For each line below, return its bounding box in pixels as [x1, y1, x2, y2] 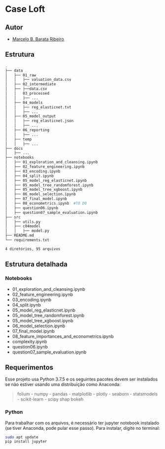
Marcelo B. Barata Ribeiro [12, 36, 64, 42]
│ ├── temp [5, 137, 32, 141]
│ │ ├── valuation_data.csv [5, 77, 71, 82]
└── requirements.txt [5, 238, 50, 242]
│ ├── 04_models [5, 100, 43, 105]
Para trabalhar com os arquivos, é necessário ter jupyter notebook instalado [5, 420, 159, 426]
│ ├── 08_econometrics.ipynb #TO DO [5, 201, 87, 206]
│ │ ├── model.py [5, 228, 50, 234]
